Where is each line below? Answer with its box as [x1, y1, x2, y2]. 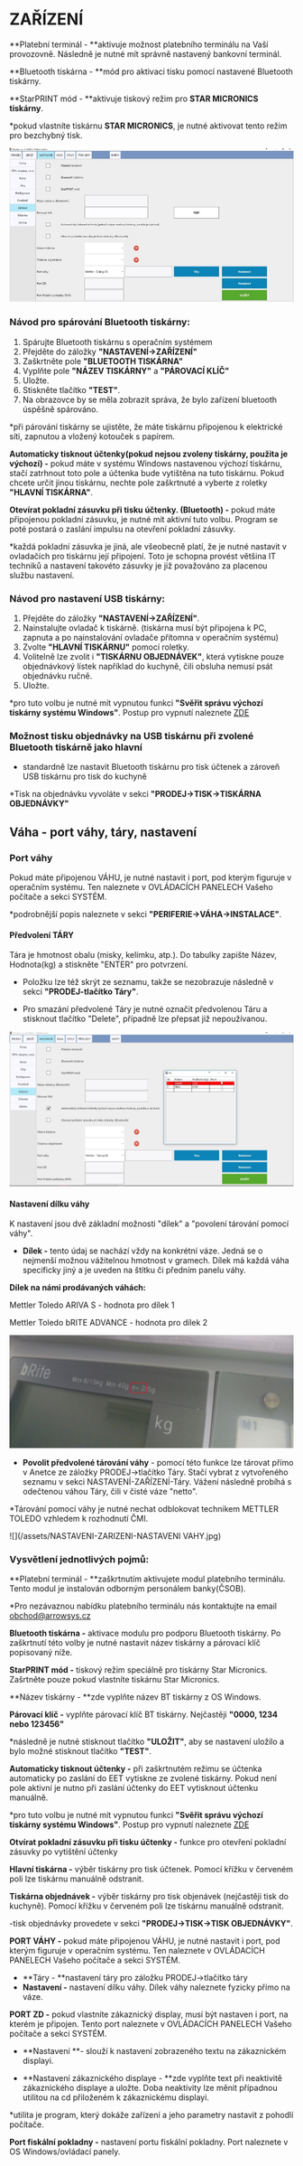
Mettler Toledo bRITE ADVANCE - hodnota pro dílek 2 [9, 1317, 208, 1328]
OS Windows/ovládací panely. [9, 2146, 121, 2157]
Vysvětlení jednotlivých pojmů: [9, 1553, 150, 1566]
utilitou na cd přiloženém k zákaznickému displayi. [22, 2092, 210, 2103]
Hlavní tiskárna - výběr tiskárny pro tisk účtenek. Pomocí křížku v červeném [9, 1864, 294, 1875]
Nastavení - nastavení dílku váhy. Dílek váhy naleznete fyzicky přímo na [22, 1982, 290, 1993]
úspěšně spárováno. [22, 403, 99, 415]
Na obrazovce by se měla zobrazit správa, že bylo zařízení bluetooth [22, 394, 278, 405]
